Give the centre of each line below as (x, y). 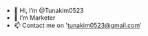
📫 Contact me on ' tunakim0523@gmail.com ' (78, 25)
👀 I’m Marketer (34, 18)
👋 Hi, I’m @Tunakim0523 (49, 11)
